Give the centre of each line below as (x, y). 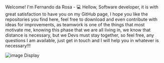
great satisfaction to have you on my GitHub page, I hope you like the (76, 14)
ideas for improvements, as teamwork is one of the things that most (75, 25)
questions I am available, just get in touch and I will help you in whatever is (82, 40)
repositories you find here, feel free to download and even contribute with (81, 19)
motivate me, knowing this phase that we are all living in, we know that (78, 30)
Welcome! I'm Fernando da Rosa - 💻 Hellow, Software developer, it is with (82, 7)
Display (32, 55)
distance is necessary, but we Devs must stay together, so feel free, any (80, 35)
